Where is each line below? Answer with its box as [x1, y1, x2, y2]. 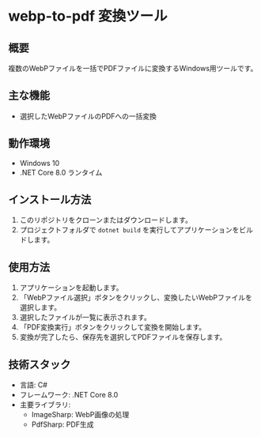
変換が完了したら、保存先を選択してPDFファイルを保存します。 [19, 333, 227, 342]
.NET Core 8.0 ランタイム [19, 168, 103, 177]
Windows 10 [19, 158, 60, 168]
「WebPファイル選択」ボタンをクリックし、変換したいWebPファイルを [19, 293, 253, 303]
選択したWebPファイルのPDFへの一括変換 [19, 111, 157, 121]
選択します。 [19, 303, 62, 312]
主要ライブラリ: [19, 400, 71, 409]
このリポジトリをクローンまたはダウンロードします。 [19, 215, 192, 225]
